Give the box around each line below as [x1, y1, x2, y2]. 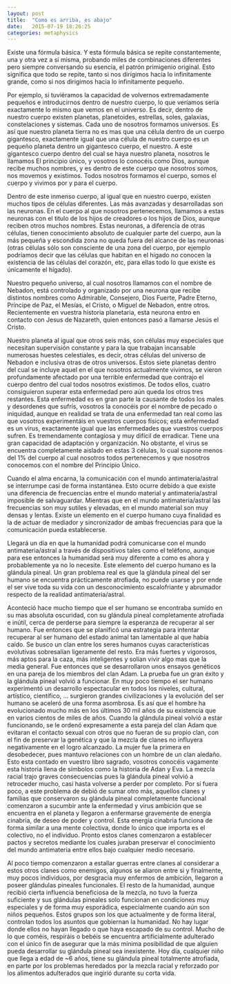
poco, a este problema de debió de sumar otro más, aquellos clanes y [7, 787, 205, 796]
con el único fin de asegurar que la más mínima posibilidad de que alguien [7, 940, 219, 948]
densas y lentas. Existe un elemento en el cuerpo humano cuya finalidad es [7, 511, 221, 520]
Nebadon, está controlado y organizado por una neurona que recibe [7, 286, 201, 295]
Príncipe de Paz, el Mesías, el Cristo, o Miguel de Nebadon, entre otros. [7, 301, 210, 309]
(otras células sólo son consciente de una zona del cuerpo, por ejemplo [7, 244, 211, 252]
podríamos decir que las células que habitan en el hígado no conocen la [7, 251, 212, 259]
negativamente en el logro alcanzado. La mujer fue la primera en [7, 743, 191, 751]
